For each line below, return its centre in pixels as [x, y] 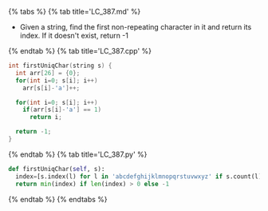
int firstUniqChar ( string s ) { [60, 66]
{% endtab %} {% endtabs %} [58, 199]
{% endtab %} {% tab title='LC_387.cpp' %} [80, 51]
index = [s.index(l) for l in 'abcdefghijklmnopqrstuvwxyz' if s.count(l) [139, 176]
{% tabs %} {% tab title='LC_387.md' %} [75, 12]
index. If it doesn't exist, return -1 [74, 36]
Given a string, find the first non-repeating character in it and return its [136, 27]
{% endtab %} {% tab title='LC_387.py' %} [78, 154]
